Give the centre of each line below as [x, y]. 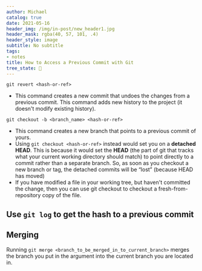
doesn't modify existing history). [55, 109]
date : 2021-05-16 [28, 23]
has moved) [30, 176]
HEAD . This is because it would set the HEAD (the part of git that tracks [104, 150]
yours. [23, 137]
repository [28, 195]
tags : [13, 51]
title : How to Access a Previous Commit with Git [70, 62]
